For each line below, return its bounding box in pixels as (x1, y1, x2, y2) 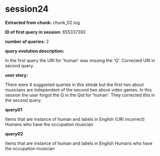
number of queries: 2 (5, 38, 49, 45)
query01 (5, 107, 23, 112)
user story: (5, 72, 28, 78)
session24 (5, 3, 49, 15)
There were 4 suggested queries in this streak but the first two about (5, 82, 144, 88)
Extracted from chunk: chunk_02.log (5, 20, 80, 25)
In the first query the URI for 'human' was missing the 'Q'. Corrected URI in (5, 57, 156, 63)
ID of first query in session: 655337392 (5, 29, 86, 35)
